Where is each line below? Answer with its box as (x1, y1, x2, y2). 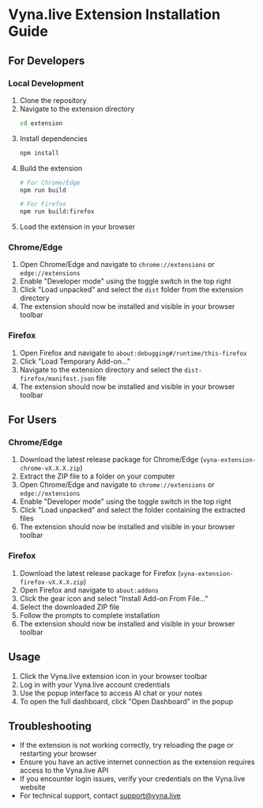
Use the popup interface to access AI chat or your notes (19, 688, 203, 698)
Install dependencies (19, 133, 88, 143)
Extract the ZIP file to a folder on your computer (19, 471, 175, 481)
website (19, 783, 46, 792)
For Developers (8, 54, 85, 67)
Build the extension (19, 163, 83, 173)
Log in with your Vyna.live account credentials (19, 680, 171, 689)
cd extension (19, 119, 63, 128)
